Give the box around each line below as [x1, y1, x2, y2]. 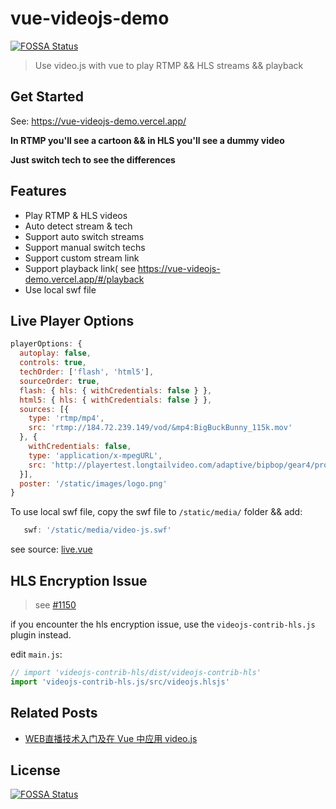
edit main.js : [10, 648, 63, 660]
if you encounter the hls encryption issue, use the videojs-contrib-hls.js [10, 618, 316, 630]
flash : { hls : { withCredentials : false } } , [19, 385, 213, 396]
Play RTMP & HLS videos [24, 209, 128, 221]
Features [10, 183, 67, 200]
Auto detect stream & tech [24, 220, 133, 232]
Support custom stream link [24, 252, 140, 264]
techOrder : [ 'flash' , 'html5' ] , [19, 367, 155, 377]
